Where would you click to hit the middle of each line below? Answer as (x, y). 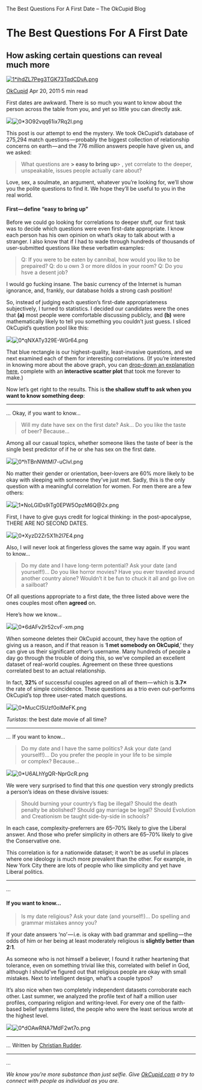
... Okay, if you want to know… (44, 413)
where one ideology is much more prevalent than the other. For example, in (99, 859)
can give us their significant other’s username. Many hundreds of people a (98, 652)
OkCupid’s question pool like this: (47, 328)
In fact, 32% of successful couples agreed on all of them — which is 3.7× (97, 683)
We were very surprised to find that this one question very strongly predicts (100, 786)
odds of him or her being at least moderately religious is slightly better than (100, 941)
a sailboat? (34, 585)
